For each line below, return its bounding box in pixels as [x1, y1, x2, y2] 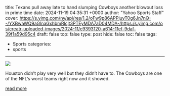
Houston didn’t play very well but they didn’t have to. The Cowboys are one [5, 70, 162, 76]
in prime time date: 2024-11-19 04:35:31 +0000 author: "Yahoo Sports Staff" [5, 10, 164, 16]
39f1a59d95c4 [5, 31, 36, 37]
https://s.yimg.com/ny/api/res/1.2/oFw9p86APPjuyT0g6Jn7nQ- [19, 15, 151, 21]
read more [5, 85, 27, 91]
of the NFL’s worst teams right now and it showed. [5, 76, 110, 81]
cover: [5, 15, 19, 21]
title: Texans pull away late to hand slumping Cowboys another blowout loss [5, 5, 163, 10]
